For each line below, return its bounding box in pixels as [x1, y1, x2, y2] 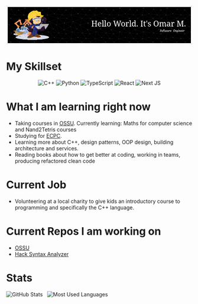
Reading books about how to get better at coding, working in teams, [14, 151, 180, 158]
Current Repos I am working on [6, 225, 161, 238]
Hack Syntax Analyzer [14, 250, 69, 257]
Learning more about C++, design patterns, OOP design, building [14, 138, 174, 145]
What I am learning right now [6, 100, 151, 114]
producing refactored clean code [14, 157, 96, 164]
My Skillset [6, 60, 62, 73]
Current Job [6, 178, 67, 192]
